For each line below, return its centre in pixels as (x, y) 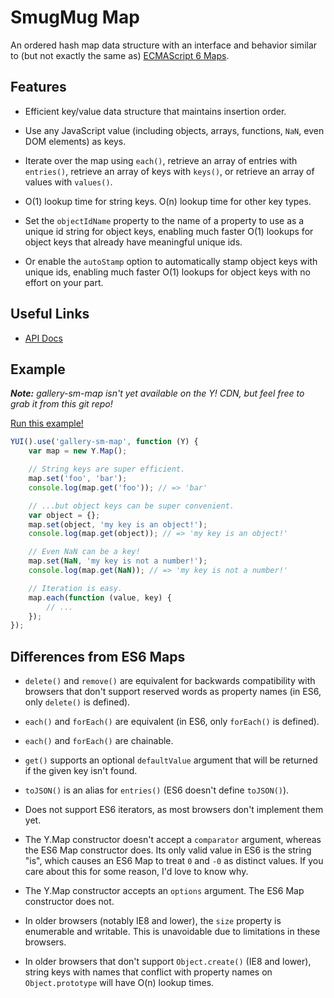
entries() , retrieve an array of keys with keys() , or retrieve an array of (169, 171)
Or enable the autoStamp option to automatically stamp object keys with (171, 261)
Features (38, 87)
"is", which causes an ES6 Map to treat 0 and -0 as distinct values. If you (174, 861)
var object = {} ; (64, 515)
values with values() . (68, 182)
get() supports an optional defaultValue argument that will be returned (171, 760)
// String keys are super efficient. (107, 469)
